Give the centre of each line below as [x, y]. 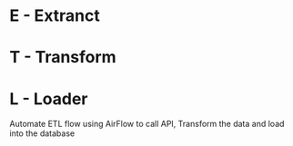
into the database [42, 133]
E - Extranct [55, 16]
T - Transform [63, 58]
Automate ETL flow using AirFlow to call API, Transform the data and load [147, 124]
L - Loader [49, 98]
